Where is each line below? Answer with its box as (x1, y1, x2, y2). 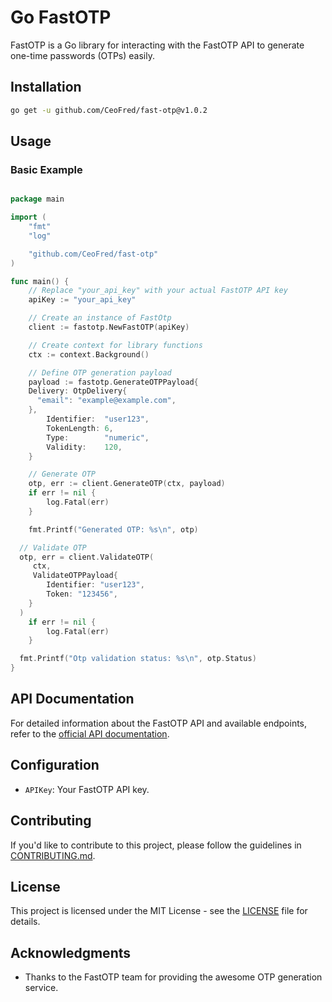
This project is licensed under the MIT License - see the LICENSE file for (10, 905, 308, 917)
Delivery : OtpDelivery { (28, 386, 128, 396)
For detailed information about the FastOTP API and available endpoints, (10, 717, 308, 729)
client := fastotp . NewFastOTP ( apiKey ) (28, 322, 190, 333)
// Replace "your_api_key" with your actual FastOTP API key (28, 286, 288, 296)
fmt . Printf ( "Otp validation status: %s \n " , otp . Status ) (19, 654, 257, 664)
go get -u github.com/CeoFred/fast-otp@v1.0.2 (10, 105, 208, 115)
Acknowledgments (10, 944, 132, 961)
